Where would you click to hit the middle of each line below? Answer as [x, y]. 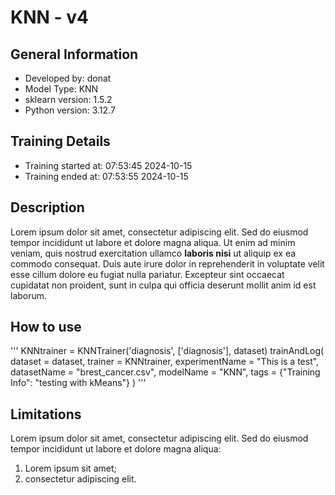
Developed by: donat [68, 78]
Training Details [60, 141]
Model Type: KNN [61, 89]
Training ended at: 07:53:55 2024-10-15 [106, 176]
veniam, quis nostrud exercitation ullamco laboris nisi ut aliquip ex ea [153, 253]
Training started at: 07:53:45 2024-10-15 [108, 165]
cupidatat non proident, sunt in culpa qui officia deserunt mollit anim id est [163, 285]
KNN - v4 [49, 17]
